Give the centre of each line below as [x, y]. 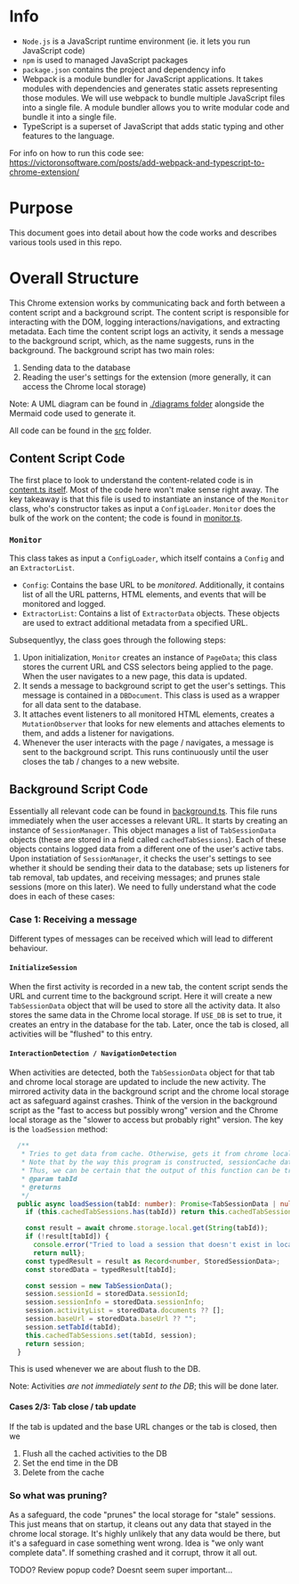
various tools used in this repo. [66, 242]
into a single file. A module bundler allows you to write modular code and [156, 107]
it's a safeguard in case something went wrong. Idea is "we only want [137, 1543]
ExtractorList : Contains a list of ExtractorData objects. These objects [151, 613]
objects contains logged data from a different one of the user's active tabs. [146, 849]
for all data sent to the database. [81, 704]
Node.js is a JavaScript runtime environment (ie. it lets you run [136, 41]
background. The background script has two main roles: [112, 350]
